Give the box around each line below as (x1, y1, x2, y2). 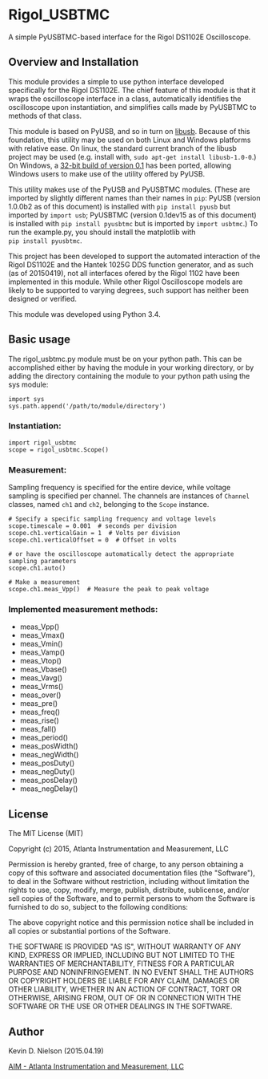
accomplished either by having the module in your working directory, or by (8, 363, 254, 372)
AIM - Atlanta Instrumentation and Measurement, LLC (8, 1061, 184, 1072)
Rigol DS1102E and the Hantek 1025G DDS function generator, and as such (8, 259, 254, 270)
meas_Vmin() (19, 639, 63, 649)
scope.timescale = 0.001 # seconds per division (8, 522, 178, 530)
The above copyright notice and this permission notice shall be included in (8, 918, 254, 927)
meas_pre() (19, 699, 58, 708)
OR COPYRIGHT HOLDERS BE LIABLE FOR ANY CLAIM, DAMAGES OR (8, 976, 240, 986)
